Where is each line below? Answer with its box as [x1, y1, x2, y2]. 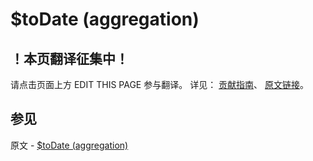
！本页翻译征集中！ [10, 50, 129, 67]
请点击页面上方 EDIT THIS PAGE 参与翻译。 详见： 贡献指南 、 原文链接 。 [10, 79, 310, 90]
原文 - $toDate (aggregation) [10, 139, 129, 151]
